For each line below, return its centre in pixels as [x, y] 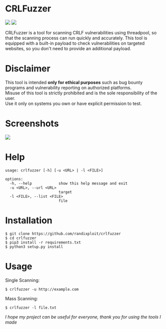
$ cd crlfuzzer [21, 238]
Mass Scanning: [22, 298]
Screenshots [32, 123]
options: [14, 179]
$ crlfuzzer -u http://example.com [42, 289]
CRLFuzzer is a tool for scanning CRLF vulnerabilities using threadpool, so [81, 32]
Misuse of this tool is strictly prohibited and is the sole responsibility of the [81, 93]
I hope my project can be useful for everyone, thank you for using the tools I [83, 317]
